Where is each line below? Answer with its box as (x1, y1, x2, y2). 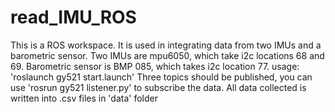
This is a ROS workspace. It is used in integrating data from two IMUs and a (10, 39, 322, 51)
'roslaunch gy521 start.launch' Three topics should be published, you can (10, 71, 313, 83)
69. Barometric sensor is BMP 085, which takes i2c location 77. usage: (10, 60, 300, 72)
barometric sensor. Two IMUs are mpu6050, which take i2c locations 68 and (10, 49, 325, 61)
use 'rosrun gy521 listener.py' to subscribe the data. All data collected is (10, 81, 307, 93)
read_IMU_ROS (10, 6, 137, 29)
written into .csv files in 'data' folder (10, 92, 158, 104)
